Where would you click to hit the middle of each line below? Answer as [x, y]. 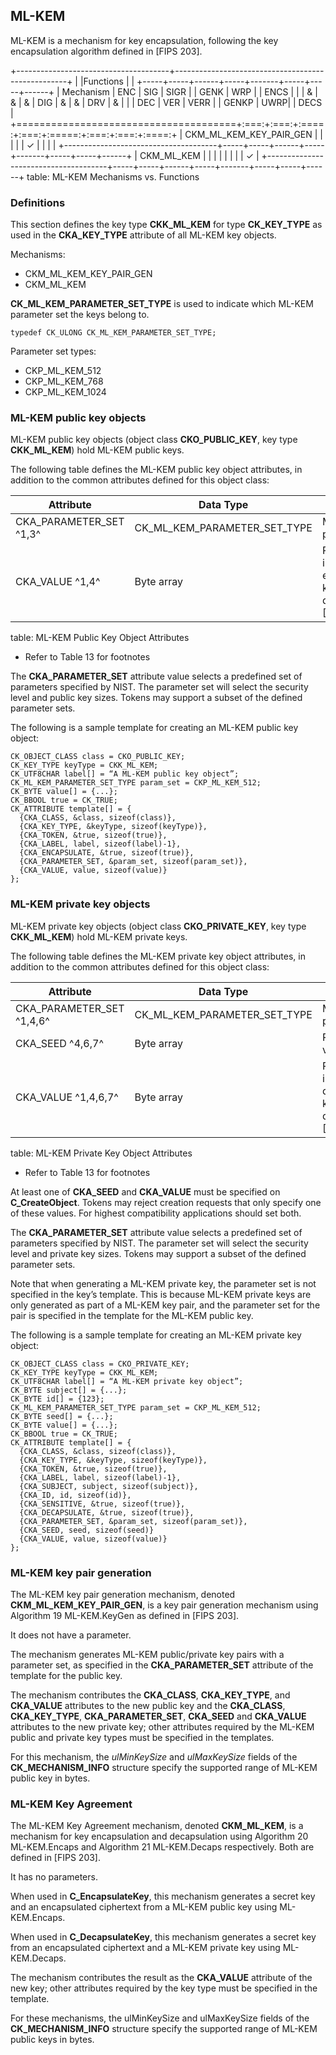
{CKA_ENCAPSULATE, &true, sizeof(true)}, [107, 853]
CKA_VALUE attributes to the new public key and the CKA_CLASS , [148, 1705]
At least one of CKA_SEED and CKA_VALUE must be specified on [145, 1191]
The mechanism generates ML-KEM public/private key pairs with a [147, 1654]
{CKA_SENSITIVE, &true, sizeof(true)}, [102, 1504]
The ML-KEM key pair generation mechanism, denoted [123, 1594]
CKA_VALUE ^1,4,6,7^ [67, 1097]
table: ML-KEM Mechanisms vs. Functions [113, 176]
